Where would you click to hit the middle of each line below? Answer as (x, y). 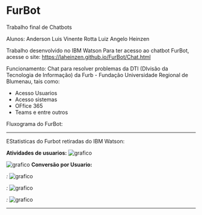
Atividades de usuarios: (37, 153)
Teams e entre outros (41, 112)
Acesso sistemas (36, 99)
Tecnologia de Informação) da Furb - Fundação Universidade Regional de (97, 75)
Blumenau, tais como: (33, 81)
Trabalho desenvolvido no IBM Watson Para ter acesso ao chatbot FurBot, (98, 50)
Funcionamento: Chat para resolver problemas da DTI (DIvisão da (87, 68)
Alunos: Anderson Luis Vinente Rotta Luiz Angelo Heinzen (78, 39)
